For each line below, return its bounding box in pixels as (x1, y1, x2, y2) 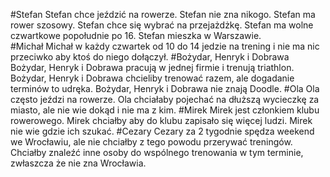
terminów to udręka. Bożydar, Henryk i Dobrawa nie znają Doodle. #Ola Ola (10, 83, 320, 94)
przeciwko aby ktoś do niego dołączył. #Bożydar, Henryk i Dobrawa (10, 51, 290, 63)
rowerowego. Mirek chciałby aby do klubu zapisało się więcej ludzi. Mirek (10, 115, 313, 126)
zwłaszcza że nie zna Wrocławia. (10, 157, 147, 169)
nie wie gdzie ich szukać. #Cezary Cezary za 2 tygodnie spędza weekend (10, 125, 315, 137)
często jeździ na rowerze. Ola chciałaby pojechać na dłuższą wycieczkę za (10, 94, 320, 105)
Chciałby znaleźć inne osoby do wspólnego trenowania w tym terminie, (10, 147, 304, 158)
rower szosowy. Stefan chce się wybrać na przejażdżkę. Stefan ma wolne (10, 19, 314, 31)
